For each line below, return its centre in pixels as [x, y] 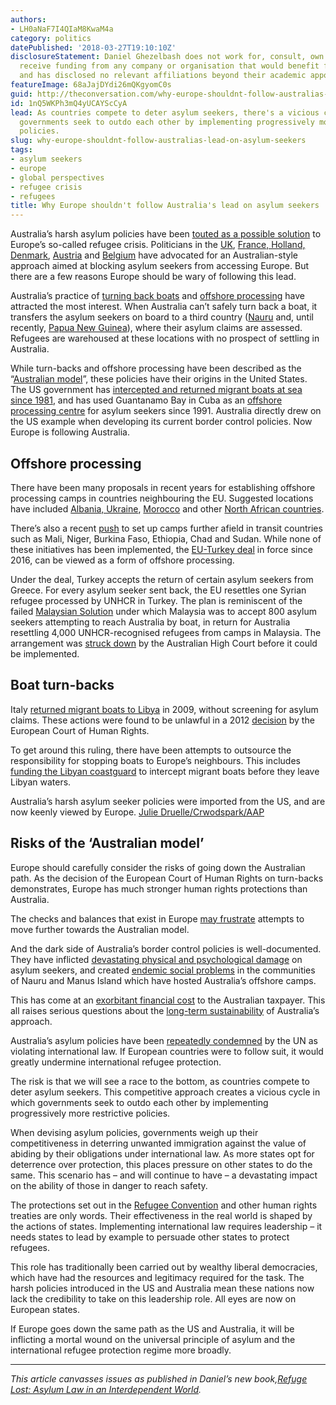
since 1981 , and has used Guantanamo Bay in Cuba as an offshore [146, 400]
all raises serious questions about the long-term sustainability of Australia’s [165, 1010]
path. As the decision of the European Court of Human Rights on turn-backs [167, 878]
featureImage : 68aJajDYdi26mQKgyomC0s [91, 85]
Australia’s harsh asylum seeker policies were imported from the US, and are [168, 801]
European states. [45, 1309]
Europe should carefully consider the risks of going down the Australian [158, 867]
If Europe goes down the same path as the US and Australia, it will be [152, 1328]
